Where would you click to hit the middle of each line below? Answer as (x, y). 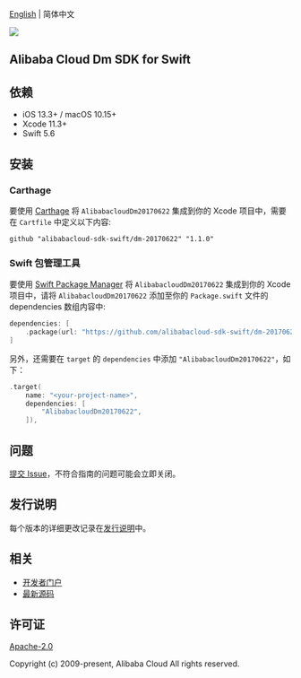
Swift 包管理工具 (45, 263)
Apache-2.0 (31, 647)
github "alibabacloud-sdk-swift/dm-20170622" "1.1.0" (112, 239)
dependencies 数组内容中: (57, 307)
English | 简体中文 (42, 14)
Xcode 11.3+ (44, 124)
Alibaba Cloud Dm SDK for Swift (100, 60)
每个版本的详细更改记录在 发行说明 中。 (80, 527)
